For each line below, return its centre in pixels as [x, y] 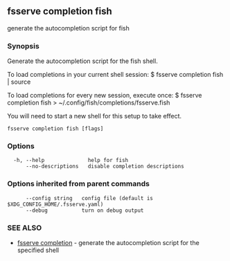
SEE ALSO [25, 228]
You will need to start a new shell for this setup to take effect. [95, 116]
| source [19, 82]
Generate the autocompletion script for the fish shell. [82, 61]
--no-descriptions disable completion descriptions [105, 166]
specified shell [38, 250]
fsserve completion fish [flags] [55, 129]
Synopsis [23, 46]
